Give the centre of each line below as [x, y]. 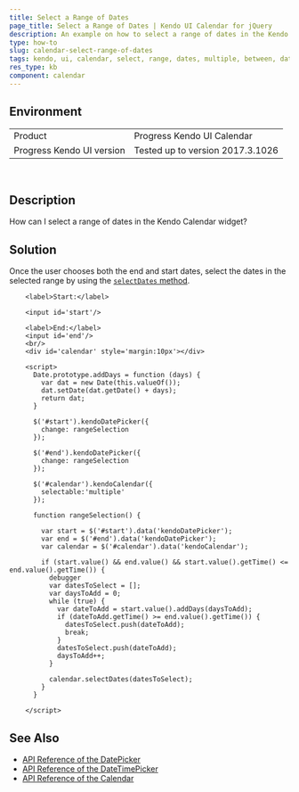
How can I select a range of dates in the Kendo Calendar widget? [128, 222]
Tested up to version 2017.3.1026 [206, 150]
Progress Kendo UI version [70, 150]
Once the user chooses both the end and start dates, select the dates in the [148, 271]
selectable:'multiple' [83, 492]
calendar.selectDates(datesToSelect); [121, 680]
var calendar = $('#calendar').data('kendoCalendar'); [145, 547]
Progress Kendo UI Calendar [194, 136]
